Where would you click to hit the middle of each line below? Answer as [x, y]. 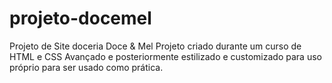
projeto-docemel [80, 18]
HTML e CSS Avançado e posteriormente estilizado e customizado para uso [165, 56]
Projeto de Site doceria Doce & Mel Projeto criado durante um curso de [155, 46]
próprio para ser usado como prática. [86, 67]
